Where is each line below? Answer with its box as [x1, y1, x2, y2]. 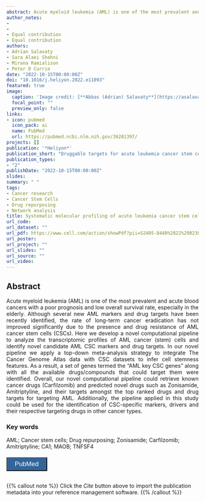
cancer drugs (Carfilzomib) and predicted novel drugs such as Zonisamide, [6, 381, 199, 389]
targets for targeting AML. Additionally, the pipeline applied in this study [6, 394, 199, 401]
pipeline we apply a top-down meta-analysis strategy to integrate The [6, 349, 199, 356]
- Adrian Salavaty [6, 49, 53, 55]
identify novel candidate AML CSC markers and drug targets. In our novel [6, 342, 199, 350]
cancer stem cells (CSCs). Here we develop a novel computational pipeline [6, 329, 199, 337]
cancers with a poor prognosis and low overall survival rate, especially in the [6, 303, 199, 311]
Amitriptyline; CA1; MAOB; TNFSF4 [6, 443, 94, 450]
